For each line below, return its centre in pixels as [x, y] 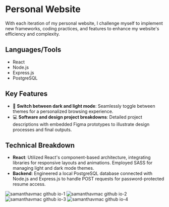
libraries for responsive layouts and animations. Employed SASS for [82, 163]
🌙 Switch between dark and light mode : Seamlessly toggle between [84, 106]
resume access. [29, 184]
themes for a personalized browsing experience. [63, 111]
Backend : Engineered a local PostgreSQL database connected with [82, 174]
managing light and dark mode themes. [53, 168]
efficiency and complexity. [33, 34]
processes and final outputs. [42, 129]
